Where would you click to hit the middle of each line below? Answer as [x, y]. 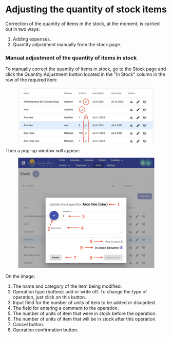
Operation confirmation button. [45, 330]
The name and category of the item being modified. [67, 286]
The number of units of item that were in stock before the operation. [85, 313]
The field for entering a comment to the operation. [66, 308]
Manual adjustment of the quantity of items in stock [71, 57]
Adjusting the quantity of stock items [86, 9]
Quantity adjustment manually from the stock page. [67, 44]
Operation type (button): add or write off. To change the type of [80, 292]
